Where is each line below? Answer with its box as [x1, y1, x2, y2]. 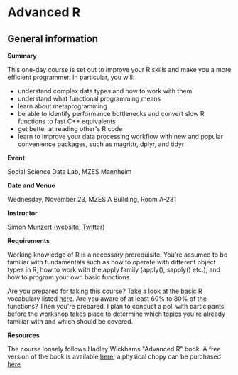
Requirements [7, 237, 50, 245]
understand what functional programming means [17, 94, 161, 103]
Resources [7, 331, 40, 339]
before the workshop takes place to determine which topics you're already [7, 309, 226, 318]
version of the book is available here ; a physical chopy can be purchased [7, 352, 222, 361]
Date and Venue [7, 181, 55, 190]
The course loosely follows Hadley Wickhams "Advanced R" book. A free [7, 345, 222, 353]
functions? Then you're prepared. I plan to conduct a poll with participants [7, 302, 225, 310]
